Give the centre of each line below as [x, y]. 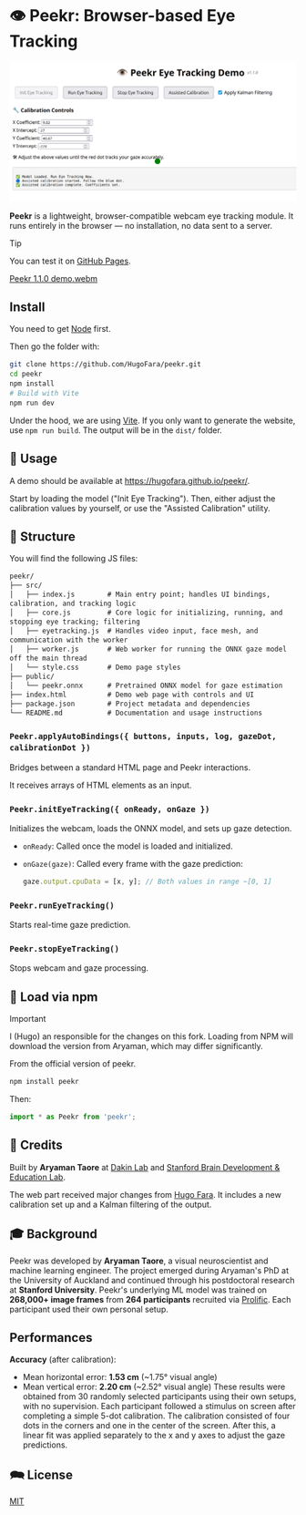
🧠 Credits [36, 1145]
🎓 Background [53, 1234]
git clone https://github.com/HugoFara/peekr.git [106, 365]
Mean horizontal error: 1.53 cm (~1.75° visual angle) [120, 1377]
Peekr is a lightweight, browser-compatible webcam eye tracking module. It [152, 216]
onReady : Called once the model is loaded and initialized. [128, 846]
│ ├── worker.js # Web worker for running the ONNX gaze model [148, 649]
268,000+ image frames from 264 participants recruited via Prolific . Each [150, 1299]
